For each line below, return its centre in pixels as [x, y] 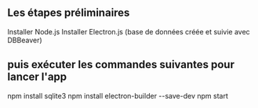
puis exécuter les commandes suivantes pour [121, 65]
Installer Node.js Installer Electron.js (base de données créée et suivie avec [129, 31]
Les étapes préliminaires [69, 13]
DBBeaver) [25, 40]
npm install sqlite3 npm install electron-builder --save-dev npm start [118, 95]
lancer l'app [37, 77]
